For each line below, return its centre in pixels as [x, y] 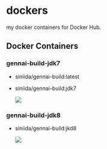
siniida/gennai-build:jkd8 [46, 128]
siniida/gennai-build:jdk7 [45, 88]
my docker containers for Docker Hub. [54, 27]
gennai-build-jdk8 [34, 115]
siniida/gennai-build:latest [47, 77]
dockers [27, 11]
